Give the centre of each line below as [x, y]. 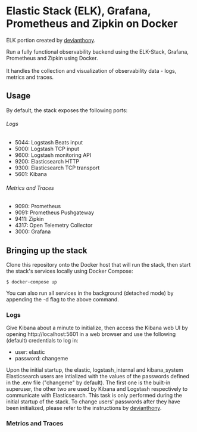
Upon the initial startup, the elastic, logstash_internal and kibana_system [95, 370]
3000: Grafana [33, 232]
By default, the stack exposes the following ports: [67, 110]
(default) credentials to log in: [42, 341]
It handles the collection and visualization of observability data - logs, [91, 70]
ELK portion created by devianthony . [51, 40]
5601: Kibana [31, 174]
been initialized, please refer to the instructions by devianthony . [84, 408]
